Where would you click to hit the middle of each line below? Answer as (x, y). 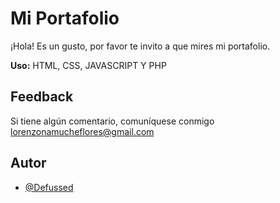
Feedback (42, 97)
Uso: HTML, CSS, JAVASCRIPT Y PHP (88, 65)
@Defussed (49, 187)
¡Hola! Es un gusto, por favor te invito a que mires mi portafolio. (140, 46)
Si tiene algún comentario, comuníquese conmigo (112, 121)
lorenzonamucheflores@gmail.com (82, 131)
